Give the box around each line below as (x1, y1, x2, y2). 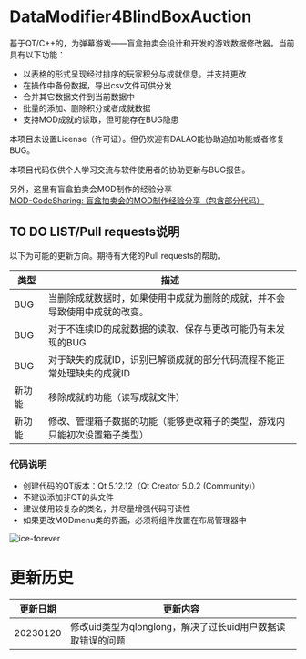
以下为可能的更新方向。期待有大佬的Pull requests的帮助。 (9, 250, 226, 261)
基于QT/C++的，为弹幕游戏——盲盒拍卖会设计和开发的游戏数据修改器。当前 (9, 37, 295, 48)
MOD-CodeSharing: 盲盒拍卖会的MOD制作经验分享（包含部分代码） (9, 194, 265, 206)
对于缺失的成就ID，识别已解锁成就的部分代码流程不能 (47, 353, 276, 366)
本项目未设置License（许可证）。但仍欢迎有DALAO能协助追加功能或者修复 (9, 133, 285, 144)
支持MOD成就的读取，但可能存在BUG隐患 (22, 114, 179, 125)
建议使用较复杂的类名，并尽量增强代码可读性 (22, 503, 191, 514)
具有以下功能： (9, 48, 66, 60)
